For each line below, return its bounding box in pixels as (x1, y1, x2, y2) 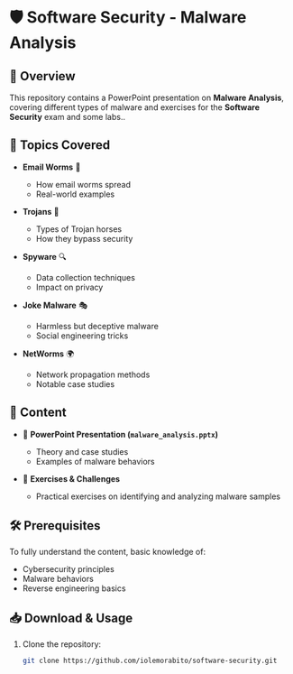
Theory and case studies (35, 446, 129, 457)
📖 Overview (9, 69, 76, 84)
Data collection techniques (35, 272, 135, 282)
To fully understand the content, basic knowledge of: (9, 547, 206, 558)
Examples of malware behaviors (35, 456, 155, 466)
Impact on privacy (35, 282, 104, 292)
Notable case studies (35, 378, 115, 389)
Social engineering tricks (35, 330, 129, 341)
